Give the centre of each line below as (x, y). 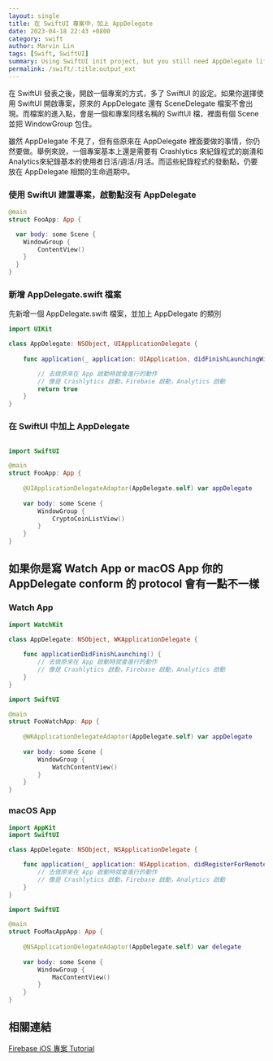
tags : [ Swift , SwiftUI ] (49, 54)
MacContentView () (81, 977)
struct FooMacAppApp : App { (56, 932)
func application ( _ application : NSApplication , (107, 865)
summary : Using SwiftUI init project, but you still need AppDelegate (130, 62)
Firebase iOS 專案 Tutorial (52, 1048)
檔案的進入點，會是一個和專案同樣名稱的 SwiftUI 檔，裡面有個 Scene (144, 113)
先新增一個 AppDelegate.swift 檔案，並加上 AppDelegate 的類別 (115, 313)
